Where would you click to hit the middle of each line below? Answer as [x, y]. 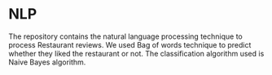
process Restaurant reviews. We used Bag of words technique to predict [130, 44]
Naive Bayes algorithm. [47, 62]
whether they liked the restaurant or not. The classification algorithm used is [136, 53]
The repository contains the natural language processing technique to [125, 36]
